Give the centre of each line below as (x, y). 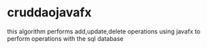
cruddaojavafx (50, 13)
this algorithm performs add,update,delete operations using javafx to (104, 31)
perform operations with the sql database (66, 38)
